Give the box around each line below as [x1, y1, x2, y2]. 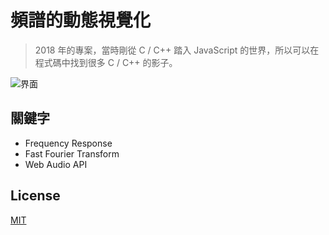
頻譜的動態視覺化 [10, 9, 152, 32]
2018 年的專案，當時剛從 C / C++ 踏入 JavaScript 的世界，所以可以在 [34, 44, 320, 56]
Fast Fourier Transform [24, 147, 120, 160]
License [10, 187, 61, 205]
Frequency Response [24, 137, 113, 149]
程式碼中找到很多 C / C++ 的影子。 [34, 56, 178, 68]
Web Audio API [24, 158, 88, 170]
